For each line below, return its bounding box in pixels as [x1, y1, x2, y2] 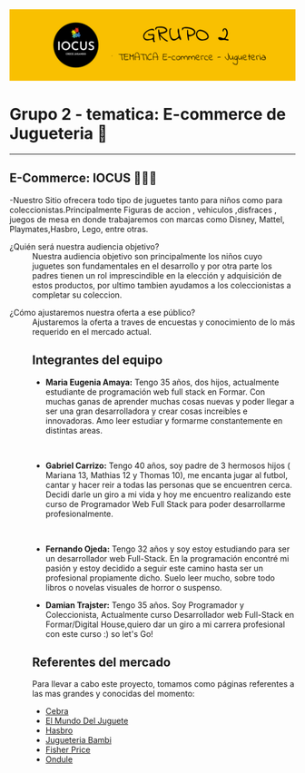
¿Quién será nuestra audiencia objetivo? [9, 240, 160, 252]
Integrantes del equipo [32, 353, 163, 368]
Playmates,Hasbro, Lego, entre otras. [9, 223, 149, 234]
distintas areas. [44, 425, 103, 435]
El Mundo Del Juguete [44, 716, 129, 727]
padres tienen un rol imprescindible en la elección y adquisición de [32, 269, 282, 280]
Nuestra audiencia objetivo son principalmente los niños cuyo [32, 250, 263, 261]
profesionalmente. [44, 508, 113, 519]
